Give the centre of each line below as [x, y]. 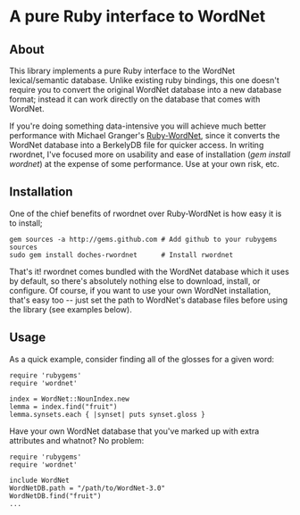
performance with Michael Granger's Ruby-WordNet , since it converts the [145, 135]
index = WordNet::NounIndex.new [69, 399]
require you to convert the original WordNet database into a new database [146, 90]
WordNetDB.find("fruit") [55, 496]
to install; [26, 223]
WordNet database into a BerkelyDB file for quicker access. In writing [137, 145]
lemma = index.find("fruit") [63, 407]
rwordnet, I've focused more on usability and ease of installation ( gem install [150, 154]
